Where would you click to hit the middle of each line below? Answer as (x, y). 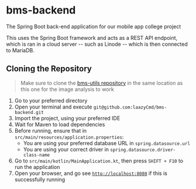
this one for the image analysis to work (67, 89)
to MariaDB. (20, 50)
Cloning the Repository (49, 69)
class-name (37, 155)
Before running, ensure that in (50, 130)
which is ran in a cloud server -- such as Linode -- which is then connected (97, 44)
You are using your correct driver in (66, 149)
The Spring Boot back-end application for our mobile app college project (94, 26)
